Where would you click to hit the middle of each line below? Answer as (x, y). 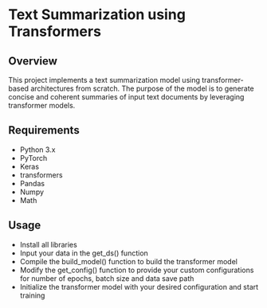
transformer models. (42, 105)
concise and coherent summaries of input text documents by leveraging (126, 97)
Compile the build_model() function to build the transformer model (128, 261)
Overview (33, 61)
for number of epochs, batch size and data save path (107, 278)
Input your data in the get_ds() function (84, 253)
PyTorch (33, 158)
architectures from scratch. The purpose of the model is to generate (143, 88)
